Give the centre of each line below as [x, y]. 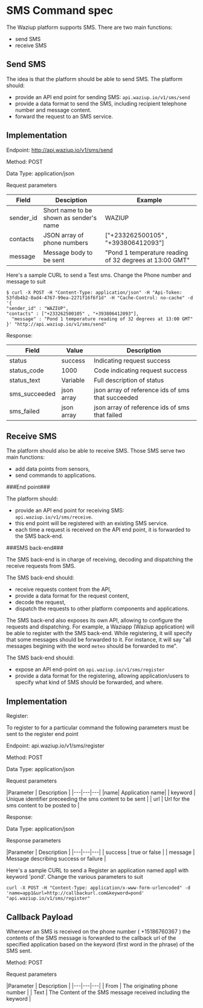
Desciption [71, 200]
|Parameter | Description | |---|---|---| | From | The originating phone [92, 986]
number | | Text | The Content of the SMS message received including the [98, 992]
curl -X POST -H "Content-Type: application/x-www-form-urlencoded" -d [98, 888]
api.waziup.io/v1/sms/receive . [54, 517]
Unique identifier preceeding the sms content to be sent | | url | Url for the [98, 799]
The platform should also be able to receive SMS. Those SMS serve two [96, 451]
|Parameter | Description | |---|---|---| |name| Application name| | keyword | [101, 793]
